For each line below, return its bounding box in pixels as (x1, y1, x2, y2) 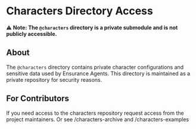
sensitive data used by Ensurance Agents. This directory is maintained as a (6, 70, 191, 77)
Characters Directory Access (6, 4, 153, 18)
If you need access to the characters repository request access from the (6, 109, 184, 116)
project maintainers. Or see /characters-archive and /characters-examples (6, 115, 189, 123)
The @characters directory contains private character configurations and (6, 63, 184, 70)
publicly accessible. (6, 30, 57, 37)
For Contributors (6, 94, 70, 104)
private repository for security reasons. (6, 76, 102, 83)
